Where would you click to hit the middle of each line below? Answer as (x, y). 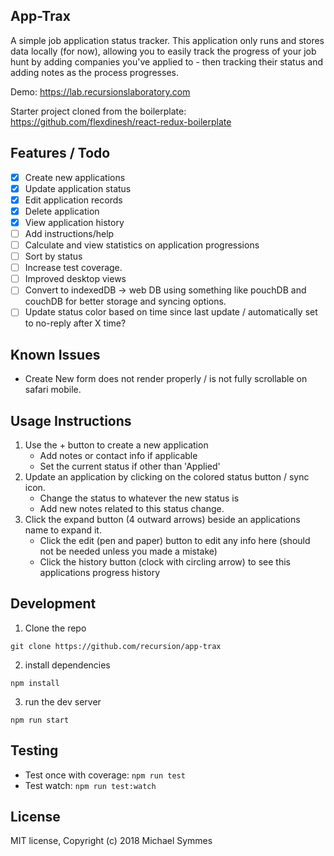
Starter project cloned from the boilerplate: (98, 111)
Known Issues (55, 354)
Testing (34, 750)
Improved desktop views (75, 279)
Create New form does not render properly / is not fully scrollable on (166, 379)
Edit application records (73, 200)
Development (53, 604)
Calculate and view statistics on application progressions (142, 245)
